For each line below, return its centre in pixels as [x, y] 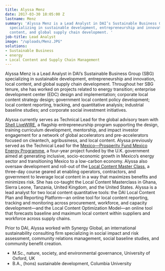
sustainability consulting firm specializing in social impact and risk [72, 233]
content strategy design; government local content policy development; [77, 100]
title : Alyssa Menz [25, 10]
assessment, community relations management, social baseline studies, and [82, 239]
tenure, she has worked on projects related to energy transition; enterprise [80, 89]
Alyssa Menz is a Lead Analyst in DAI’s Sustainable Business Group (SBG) [80, 74]
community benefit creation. [34, 244]
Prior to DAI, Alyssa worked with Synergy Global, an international [71, 228]
